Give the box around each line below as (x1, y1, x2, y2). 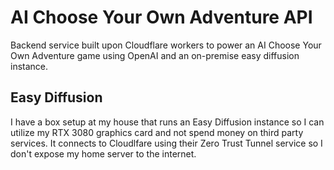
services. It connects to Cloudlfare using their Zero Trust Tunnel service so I (10, 137, 323, 149)
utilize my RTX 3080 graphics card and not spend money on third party (10, 126, 304, 138)
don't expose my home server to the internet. (10, 147, 197, 160)
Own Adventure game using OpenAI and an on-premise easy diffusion (10, 49, 300, 61)
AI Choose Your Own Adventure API (10, 6, 313, 29)
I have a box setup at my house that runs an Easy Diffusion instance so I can (10, 116, 325, 128)
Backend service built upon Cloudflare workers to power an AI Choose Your (10, 39, 322, 51)
